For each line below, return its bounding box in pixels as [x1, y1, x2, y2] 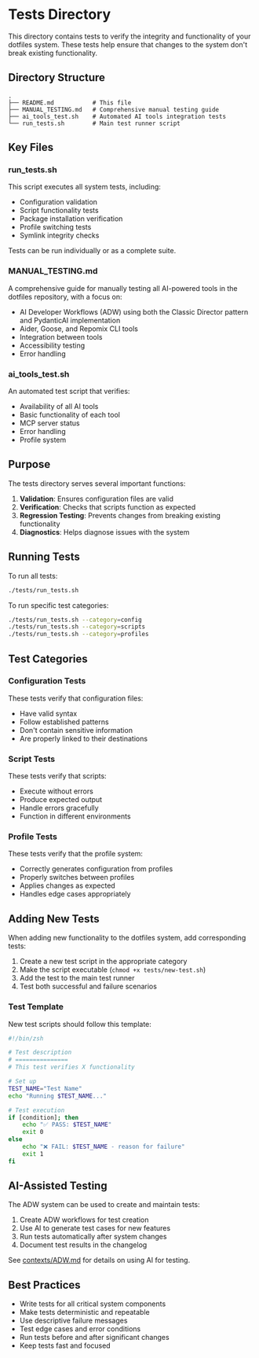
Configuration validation [19, 197, 98, 207]
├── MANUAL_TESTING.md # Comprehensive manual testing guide [8, 105, 220, 113]
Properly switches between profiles [19, 873, 135, 882]
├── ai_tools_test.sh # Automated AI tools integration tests [8, 112, 226, 120]
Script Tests [8, 753, 56, 764]
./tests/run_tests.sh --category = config [8, 616, 143, 624]
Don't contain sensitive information [19, 725, 133, 734]
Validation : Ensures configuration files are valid [19, 494, 174, 503]
